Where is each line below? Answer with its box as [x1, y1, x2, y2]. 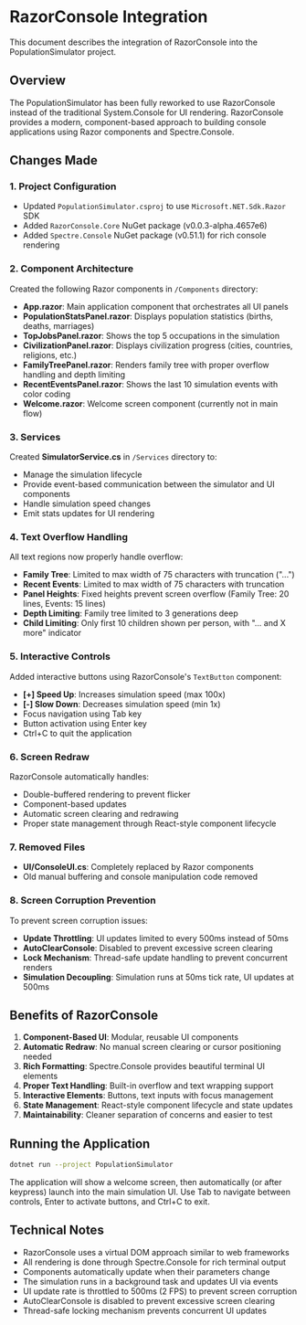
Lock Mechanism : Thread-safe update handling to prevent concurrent [22, 952, 288, 963]
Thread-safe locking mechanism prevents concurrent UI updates [22, 1305, 268, 1316]
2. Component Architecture [9, 262, 134, 275]
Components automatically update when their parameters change [22, 1266, 270, 1277]
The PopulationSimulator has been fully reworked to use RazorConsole [9, 97, 276, 108]
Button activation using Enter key [22, 717, 148, 728]
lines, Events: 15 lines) [22, 599, 107, 609]
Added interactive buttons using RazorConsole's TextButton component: [9, 671, 282, 682]
